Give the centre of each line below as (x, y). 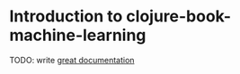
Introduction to (66, 16)
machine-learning (78, 35)
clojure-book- (178, 16)
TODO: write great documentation (72, 60)
